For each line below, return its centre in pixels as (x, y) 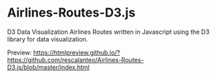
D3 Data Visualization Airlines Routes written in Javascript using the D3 (108, 32)
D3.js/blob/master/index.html (48, 67)
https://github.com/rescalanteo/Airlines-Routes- (76, 59)
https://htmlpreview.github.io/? (77, 52)
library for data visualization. (48, 39)
